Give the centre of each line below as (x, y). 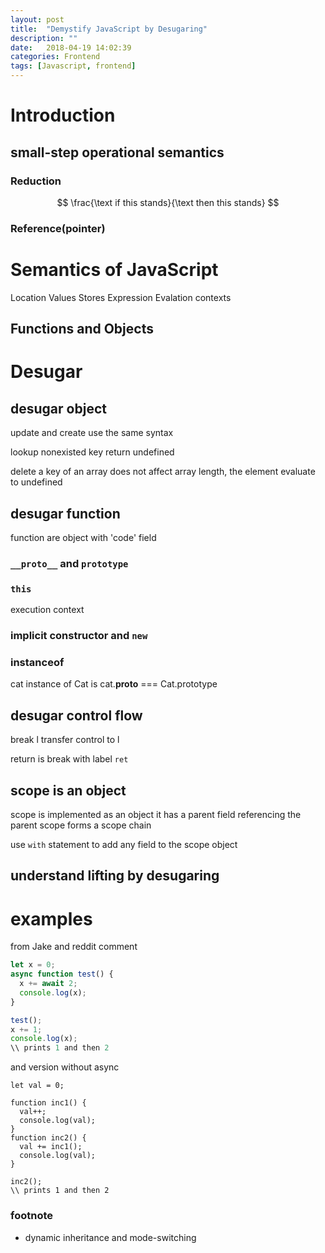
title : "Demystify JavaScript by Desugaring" (109, 29)
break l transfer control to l (65, 740)
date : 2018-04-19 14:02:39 (71, 47)
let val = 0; (37, 1086)
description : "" (44, 38)
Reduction (36, 181)
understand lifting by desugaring (115, 876)
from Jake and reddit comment (74, 947)
